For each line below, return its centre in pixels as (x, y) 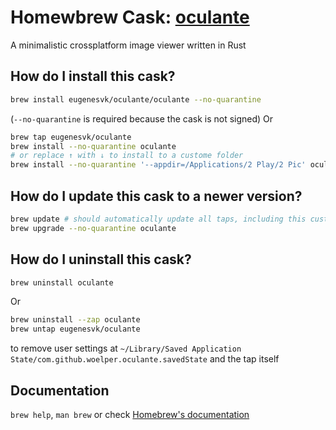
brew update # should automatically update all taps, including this (158, 219)
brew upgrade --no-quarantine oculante (93, 228)
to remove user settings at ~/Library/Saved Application (126, 348)
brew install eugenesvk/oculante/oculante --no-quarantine (136, 99)
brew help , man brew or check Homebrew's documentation (130, 414)
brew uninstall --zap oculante (75, 320)
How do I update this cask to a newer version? (156, 196)
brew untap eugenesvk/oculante (75, 329)
